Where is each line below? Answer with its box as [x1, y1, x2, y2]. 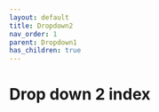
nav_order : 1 [9, 29, 58, 38]
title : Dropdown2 [9, 21, 74, 30]
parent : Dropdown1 [9, 37, 77, 47]
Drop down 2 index [9, 84, 151, 105]
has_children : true [9, 46, 82, 55]
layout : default [9, 12, 69, 22]
